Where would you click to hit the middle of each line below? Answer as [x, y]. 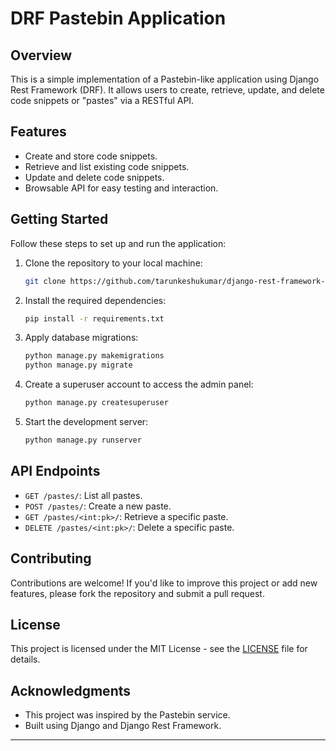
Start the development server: [86, 421]
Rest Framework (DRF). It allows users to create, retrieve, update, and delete [167, 90]
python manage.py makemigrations [94, 356]
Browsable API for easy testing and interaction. [121, 188]
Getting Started [59, 219]
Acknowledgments [71, 690]
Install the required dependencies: [95, 300]
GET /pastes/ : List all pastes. [83, 495]
